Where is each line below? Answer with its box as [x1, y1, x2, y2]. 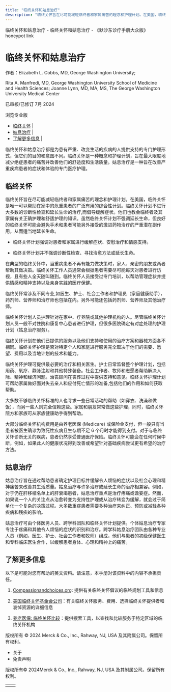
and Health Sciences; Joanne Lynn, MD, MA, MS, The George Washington [5, 85, 160, 92]
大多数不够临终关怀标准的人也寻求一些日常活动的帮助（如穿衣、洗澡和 [5, 398, 153, 404]
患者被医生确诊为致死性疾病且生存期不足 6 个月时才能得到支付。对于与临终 [5, 427, 162, 433]
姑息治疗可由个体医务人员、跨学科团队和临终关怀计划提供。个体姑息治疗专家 [5, 520, 166, 526]
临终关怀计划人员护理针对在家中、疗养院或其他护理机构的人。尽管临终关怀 [5, 314, 161, 320]
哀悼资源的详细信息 [12, 604, 53, 610]
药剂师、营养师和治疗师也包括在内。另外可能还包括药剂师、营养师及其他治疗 [5, 297, 166, 303]
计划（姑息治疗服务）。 [5, 327, 52, 333]
